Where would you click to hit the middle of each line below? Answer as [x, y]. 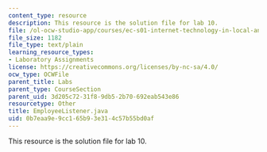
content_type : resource [48, 15]
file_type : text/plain [46, 45]
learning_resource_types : [51, 52]
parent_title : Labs [41, 82]
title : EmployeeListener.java [58, 112]
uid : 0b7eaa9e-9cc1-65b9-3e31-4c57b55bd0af [81, 119]
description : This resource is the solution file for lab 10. [113, 23]
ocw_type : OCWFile [39, 74]
